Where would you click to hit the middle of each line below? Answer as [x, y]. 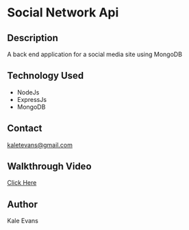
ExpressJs [32, 99]
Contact [25, 128]
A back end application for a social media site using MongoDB [95, 54]
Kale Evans [23, 221]
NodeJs [28, 92]
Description [33, 38]
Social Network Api [63, 13]
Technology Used [46, 76]
